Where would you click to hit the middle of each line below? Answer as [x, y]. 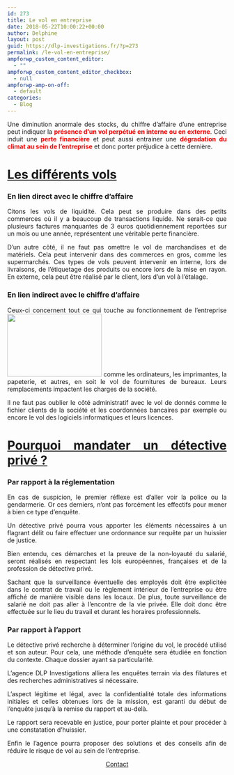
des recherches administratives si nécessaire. [73, 681]
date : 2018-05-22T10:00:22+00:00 [56, 26]
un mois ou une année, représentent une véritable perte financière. [103, 233]
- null [23, 78]
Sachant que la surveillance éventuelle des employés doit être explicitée [117, 582]
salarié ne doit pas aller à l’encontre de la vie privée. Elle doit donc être [117, 604]
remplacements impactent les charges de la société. [82, 389]
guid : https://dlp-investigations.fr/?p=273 [73, 46]
